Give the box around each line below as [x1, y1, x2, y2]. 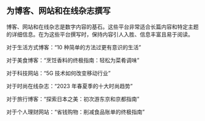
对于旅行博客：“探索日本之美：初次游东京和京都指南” [6, 95, 140, 102]
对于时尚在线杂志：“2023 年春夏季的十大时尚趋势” [6, 82, 133, 89]
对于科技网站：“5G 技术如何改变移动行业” [6, 69, 111, 77]
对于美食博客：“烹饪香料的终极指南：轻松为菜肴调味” [6, 57, 140, 64]
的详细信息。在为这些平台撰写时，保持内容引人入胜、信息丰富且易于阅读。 [6, 30, 193, 38]
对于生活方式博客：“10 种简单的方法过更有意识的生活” [6, 43, 142, 50]
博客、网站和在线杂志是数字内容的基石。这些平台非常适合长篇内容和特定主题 [6, 23, 199, 30]
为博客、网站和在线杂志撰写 [6, 5, 111, 16]
